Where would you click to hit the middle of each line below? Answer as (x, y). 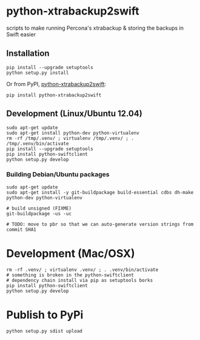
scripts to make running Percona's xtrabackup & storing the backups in (95, 28)
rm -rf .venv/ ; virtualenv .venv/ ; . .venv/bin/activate (82, 270)
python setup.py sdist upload (45, 331)
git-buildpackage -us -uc (39, 213)
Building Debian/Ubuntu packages (58, 175)
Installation (28, 54)
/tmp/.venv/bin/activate (38, 144)
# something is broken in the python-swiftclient (70, 275)
